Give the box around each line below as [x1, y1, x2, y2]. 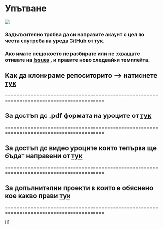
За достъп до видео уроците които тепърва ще [5, 144, 157, 152]
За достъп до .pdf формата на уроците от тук [5, 111, 152, 120]
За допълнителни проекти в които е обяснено [5, 184, 154, 192]
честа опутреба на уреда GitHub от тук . [5, 37, 105, 44]
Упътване [5, 3, 47, 14]
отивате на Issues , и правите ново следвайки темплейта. [5, 56, 150, 63]
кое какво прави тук [5, 191, 71, 200]
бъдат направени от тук [5, 151, 83, 160]
